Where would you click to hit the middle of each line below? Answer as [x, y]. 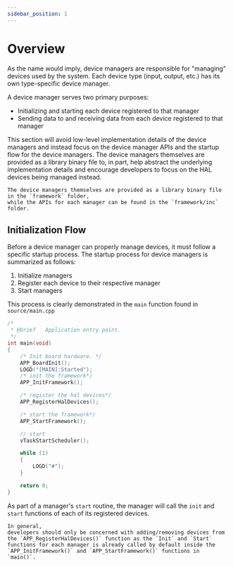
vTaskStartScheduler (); [55, 441]
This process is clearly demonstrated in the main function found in [103, 304]
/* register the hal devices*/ [66, 395]
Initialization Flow [47, 230]
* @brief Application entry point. [65, 330]
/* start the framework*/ [58, 414]
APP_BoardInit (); [45, 363]
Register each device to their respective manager [89, 283]
